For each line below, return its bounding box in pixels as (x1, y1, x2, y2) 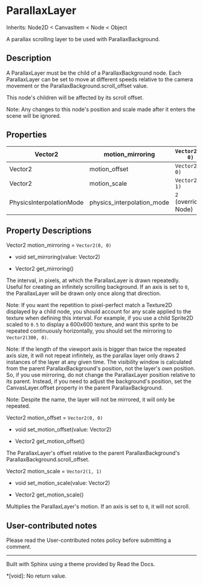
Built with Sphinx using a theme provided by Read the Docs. (6, 561, 155, 568)
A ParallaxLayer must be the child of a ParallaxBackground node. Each (6, 69, 181, 76)
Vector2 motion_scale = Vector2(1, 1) (6, 468, 102, 475)
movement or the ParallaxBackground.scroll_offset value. (6, 82, 149, 89)
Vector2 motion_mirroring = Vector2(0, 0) (6, 242, 112, 249)
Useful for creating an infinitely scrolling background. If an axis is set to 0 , (6, 283, 189, 291)
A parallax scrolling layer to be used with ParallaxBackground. (6, 35, 160, 42)
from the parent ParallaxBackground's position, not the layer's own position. (6, 365, 195, 372)
